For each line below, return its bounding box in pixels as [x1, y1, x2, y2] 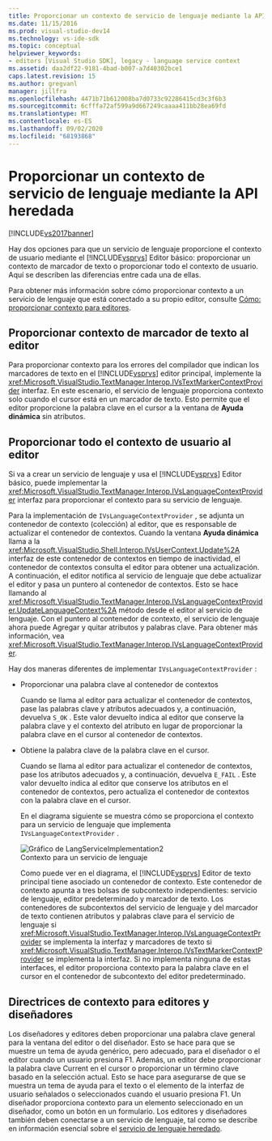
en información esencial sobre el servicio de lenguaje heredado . [8, 1124, 223, 1133]
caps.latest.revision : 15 [8, 72, 96, 80]
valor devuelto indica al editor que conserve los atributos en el [19, 778, 229, 788]
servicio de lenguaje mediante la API [8, 184, 259, 202]
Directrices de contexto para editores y [8, 995, 210, 1008]
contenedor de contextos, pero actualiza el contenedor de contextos [19, 787, 249, 797]
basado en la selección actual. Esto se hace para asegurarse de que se [8, 1072, 246, 1081]
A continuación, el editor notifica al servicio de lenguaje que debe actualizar [8, 571, 261, 581]
